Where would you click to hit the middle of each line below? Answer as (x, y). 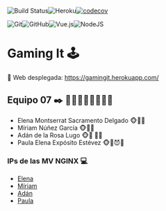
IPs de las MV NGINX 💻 (48, 161)
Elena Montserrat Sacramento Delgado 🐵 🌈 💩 (81, 120)
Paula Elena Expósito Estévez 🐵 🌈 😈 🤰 (71, 142)
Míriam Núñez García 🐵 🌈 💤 (56, 128)
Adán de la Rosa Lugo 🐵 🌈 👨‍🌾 (60, 135)
